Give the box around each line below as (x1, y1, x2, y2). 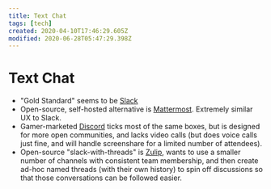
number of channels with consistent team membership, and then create (19, 156, 259, 166)
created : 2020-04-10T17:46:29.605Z (8, 27, 129, 35)
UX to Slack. (19, 113, 62, 123)
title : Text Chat (8, 11, 67, 20)
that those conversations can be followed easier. (19, 173, 182, 183)
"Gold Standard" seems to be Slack (19, 96, 138, 106)
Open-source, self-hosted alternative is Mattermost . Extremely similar (19, 104, 253, 114)
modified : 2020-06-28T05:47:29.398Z (8, 34, 132, 43)
